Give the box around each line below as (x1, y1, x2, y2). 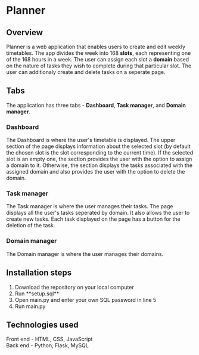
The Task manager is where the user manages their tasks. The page (6, 203, 173, 210)
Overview (6, 27, 43, 38)
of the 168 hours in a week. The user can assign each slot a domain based (6, 56, 189, 63)
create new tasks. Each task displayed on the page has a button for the (6, 215, 181, 223)
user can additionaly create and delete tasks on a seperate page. (6, 69, 166, 75)
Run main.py (14, 302, 46, 310)
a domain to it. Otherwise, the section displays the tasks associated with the (6, 162, 192, 169)
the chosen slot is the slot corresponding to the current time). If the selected (6, 149, 194, 156)
